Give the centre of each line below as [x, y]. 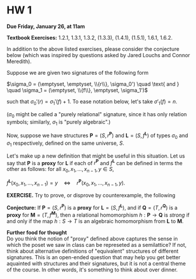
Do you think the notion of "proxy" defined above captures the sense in [92, 238]
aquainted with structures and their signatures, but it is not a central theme [96, 263]
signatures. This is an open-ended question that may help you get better [94, 257]
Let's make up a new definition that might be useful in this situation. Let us [96, 156]
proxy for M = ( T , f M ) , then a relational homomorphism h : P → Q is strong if [98, 215]
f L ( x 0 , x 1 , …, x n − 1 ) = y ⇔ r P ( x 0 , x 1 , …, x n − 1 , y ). [66, 183]
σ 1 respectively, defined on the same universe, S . [66, 144]
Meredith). [19, 61]
